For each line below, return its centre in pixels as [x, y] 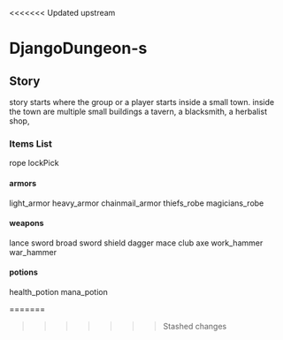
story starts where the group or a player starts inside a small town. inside [142, 102]
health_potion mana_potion [59, 291]
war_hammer [33, 252]
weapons [27, 223]
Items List [31, 143]
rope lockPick [34, 163]
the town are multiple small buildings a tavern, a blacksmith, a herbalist [138, 111]
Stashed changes [195, 326]
